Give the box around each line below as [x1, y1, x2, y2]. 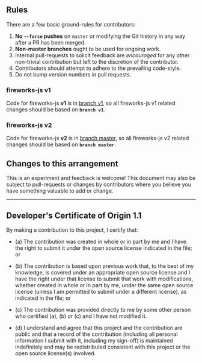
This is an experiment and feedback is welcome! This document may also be [6, 175, 196, 182]
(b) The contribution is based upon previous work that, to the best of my [14, 262, 194, 270]
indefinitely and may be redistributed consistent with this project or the [14, 343, 191, 351]
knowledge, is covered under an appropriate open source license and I [14, 269, 191, 276]
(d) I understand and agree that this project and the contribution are [14, 324, 183, 332]
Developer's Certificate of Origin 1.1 [6, 210, 142, 220]
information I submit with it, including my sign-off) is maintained [14, 337, 173, 344]
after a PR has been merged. [14, 39, 86, 46]
